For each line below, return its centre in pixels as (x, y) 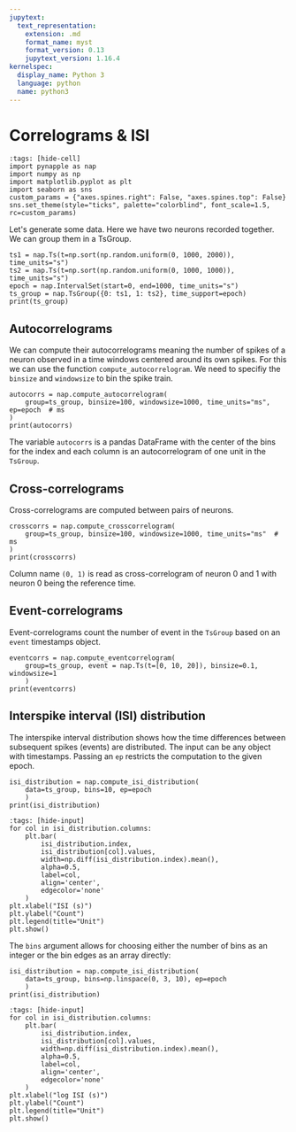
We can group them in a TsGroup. (70, 239)
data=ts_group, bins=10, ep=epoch (88, 789)
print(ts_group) (39, 302)
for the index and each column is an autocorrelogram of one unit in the (138, 452)
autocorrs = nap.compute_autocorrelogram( (88, 395)
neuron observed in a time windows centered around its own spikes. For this (148, 360)
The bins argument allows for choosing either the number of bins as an (138, 945)
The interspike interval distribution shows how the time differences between (148, 737)
